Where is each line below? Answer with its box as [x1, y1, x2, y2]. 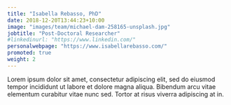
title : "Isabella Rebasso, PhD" [7, 10, 101, 17]
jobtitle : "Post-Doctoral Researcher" [7, 29, 120, 37]
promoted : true [7, 50, 52, 57]
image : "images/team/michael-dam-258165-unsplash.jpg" [7, 23, 171, 30]
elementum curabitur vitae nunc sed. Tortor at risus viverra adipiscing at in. [7, 90, 224, 98]
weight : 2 [7, 56, 36, 63]
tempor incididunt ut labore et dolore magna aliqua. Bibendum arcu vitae [7, 82, 216, 91]
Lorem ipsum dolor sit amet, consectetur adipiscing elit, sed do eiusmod [7, 75, 216, 83]
